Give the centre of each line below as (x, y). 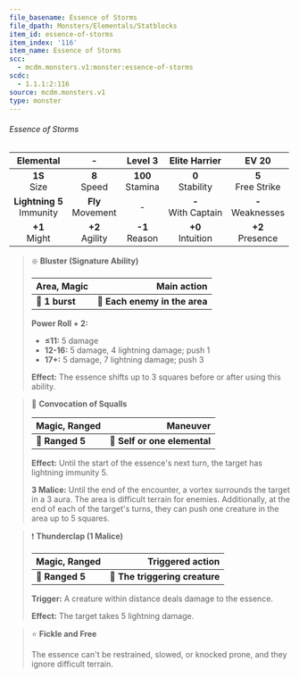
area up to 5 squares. (70, 518)
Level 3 (142, 160)
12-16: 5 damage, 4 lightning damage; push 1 (127, 350)
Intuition (195, 238)
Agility (94, 238)
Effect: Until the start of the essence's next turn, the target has (147, 463)
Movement (95, 213)
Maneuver (189, 425)
